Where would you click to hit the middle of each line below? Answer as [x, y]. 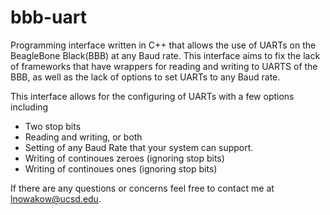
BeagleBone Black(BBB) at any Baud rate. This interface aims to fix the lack [165, 55]
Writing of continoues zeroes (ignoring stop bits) [124, 158]
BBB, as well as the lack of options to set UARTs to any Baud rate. [145, 77]
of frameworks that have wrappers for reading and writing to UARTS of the [164, 66]
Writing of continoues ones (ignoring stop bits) [121, 168]
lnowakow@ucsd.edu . [56, 198]
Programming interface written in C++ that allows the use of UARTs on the [163, 45]
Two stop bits [53, 126]
